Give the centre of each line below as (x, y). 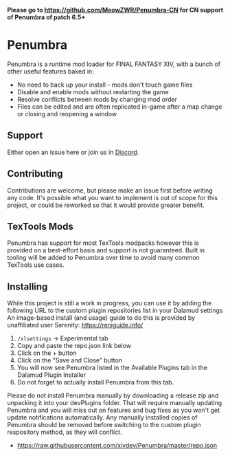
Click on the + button (47, 353)
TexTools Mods (40, 226)
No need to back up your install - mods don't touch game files (105, 85)
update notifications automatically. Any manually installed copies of (102, 417)
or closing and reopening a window (67, 113)
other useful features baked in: (50, 71)
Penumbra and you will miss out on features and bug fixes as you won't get (114, 410)
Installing (27, 286)
